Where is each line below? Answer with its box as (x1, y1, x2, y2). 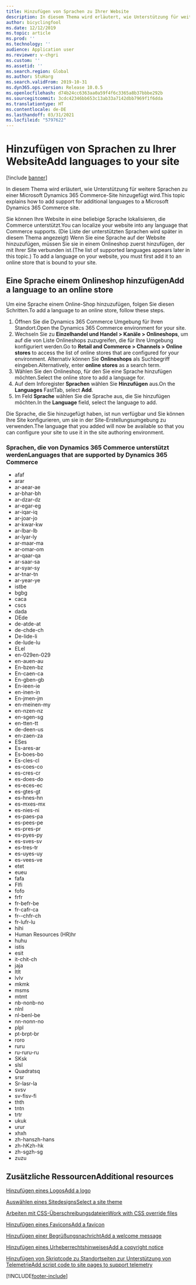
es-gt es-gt (14, 788, 41, 795)
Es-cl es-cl (14, 757, 40, 764)
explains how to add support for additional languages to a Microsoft (6, 198, 169, 205)
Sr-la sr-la (14, 1080, 37, 1087)
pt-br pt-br (14, 1030, 40, 1038)
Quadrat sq (14, 1068, 40, 1075)
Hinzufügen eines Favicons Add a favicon (6, 1221, 105, 1228)
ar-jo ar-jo (14, 515, 38, 522)
